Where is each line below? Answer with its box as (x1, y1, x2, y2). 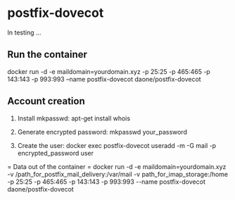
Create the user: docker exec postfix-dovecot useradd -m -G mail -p (17, 141, 217, 149)
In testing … (7, 28, 42, 37)
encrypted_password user (17, 149, 94, 157)
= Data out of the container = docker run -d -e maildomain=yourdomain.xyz (7, 162, 227, 170)
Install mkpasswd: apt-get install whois (17, 114, 131, 123)
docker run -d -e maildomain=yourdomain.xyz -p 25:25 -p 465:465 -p (7, 67, 211, 75)
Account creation (7, 95, 86, 107)
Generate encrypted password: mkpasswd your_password (17, 127, 188, 136)
